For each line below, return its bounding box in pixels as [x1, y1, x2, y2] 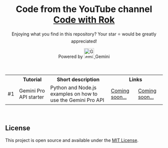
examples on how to [50, 90, 97, 97]
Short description [56, 76, 100, 83]
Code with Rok [53, 14, 115, 25]
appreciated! [70, 38, 97, 44]
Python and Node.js [50, 84, 96, 91]
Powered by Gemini [58, 53, 110, 59]
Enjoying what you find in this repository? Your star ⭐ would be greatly [11, 31, 156, 37]
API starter [19, 93, 44, 100]
